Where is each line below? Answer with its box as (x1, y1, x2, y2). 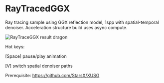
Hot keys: (5, 43, 25, 49)
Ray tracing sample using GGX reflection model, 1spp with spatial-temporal (5, 19, 160, 25)
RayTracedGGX (5, 3, 70, 14)
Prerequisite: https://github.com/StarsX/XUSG (5, 72, 100, 78)
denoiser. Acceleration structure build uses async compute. (5, 24, 128, 30)
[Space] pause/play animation (5, 53, 67, 59)
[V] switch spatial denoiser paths (5, 63, 73, 69)
